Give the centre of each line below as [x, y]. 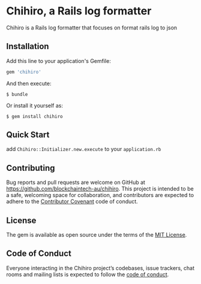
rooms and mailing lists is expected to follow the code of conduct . [88, 274]
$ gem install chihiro [34, 116]
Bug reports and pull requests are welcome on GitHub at [76, 182]
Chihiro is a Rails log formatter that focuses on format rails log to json [92, 28]
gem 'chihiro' [24, 72]
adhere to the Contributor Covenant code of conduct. [72, 201]
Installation [28, 46]
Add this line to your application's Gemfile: [58, 61]
